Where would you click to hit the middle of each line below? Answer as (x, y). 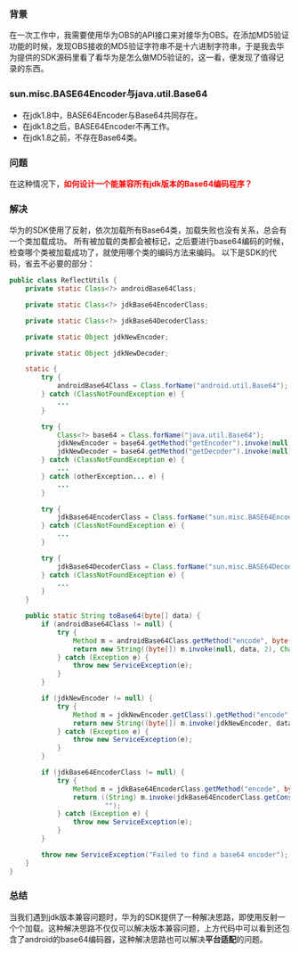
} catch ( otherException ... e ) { (103, 476)
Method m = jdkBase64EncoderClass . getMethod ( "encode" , (176, 789)
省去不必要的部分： (60, 264)
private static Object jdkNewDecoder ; (97, 353)
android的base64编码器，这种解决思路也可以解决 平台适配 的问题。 (146, 939)
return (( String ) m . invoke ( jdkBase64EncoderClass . (169, 797)
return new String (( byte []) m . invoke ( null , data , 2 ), (174, 649)
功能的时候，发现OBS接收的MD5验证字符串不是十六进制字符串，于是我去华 (147, 46)
